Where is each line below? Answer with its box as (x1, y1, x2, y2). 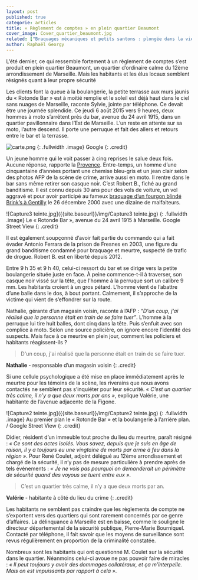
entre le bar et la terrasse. (6, 132, 69, 139)
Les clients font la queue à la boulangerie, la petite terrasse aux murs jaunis (6, 88, 190, 95)
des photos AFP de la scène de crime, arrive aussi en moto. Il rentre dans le (6, 174, 190, 181)
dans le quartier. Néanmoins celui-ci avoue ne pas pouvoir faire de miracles (6, 555, 190, 562)
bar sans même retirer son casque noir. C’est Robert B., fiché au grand (6, 180, 177, 187)
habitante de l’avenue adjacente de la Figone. (6, 398, 117, 405)
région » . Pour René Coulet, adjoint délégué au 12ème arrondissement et (6, 452, 183, 460)
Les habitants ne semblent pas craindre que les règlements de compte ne (6, 506, 185, 513)
